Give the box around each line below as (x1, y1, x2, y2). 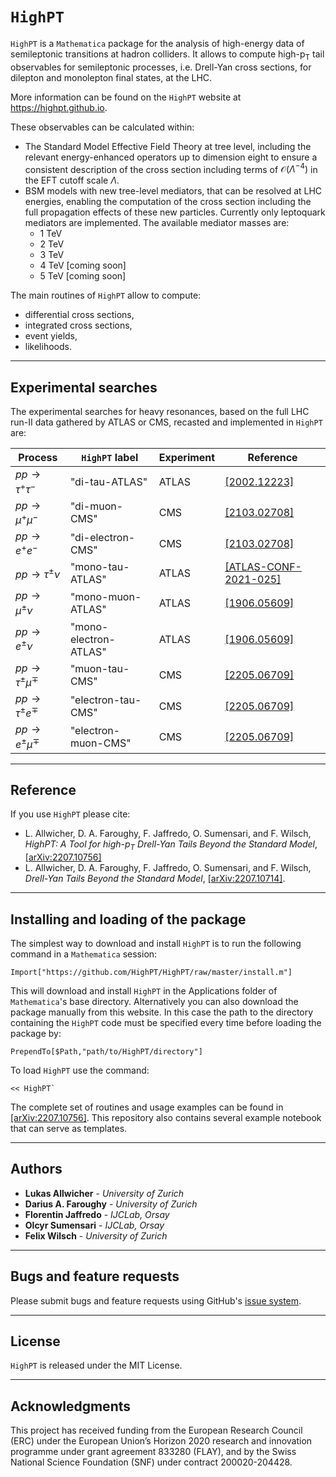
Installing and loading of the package (10, 911, 247, 928)
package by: (10, 1027, 62, 1039)
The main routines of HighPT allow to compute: (10, 289, 202, 302)
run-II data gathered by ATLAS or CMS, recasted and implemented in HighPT (10, 416, 323, 428)
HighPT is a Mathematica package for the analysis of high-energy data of (10, 37, 305, 49)
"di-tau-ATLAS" (69, 474, 148, 488)
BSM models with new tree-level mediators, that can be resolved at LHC (24, 185, 323, 197)
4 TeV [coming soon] (39, 259, 127, 272)
